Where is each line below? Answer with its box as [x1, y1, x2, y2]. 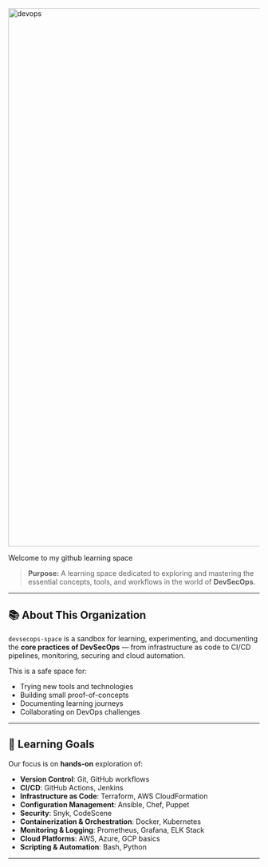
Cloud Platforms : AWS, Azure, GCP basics [19, 834, 161, 843]
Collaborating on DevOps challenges [19, 707, 141, 716]
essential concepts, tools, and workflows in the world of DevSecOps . [27, 577, 256, 586]
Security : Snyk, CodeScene [19, 808, 112, 818]
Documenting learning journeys [19, 698, 124, 708]
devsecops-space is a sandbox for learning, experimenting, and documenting [8, 633, 258, 643]
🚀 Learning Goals [8, 738, 95, 751]
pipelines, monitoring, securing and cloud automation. [8, 650, 186, 660]
